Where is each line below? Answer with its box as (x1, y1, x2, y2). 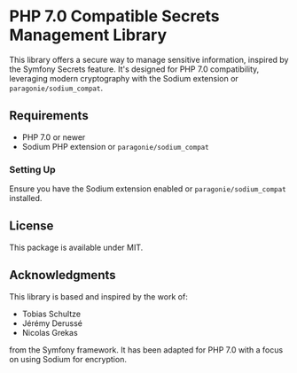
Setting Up (9, 163, 56, 175)
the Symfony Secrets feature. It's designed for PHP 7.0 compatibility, (9, 64, 260, 74)
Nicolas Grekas (21, 327, 78, 338)
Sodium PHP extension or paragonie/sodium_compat (21, 141, 210, 152)
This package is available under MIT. (9, 242, 144, 253)
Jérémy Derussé (21, 317, 82, 329)
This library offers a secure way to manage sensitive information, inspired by (9, 54, 289, 65)
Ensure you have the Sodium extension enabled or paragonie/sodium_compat (9, 183, 286, 194)
